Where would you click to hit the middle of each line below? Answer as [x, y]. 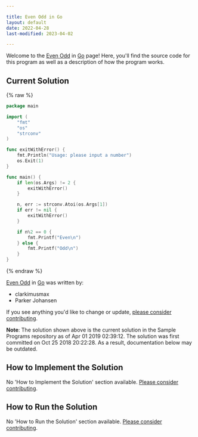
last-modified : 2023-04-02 [40, 33]
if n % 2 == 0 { [34, 232]
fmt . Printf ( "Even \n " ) [55, 237]
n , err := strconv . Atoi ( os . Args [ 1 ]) [63, 204]
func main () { [24, 177]
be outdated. [22, 349]
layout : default [26, 22]
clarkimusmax [32, 294]
